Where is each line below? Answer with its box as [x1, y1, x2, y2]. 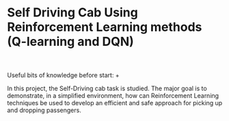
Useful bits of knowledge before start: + [7, 70, 120, 79]
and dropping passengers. [7, 106, 82, 114]
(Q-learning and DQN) [7, 34, 135, 49]
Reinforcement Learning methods [7, 19, 202, 35]
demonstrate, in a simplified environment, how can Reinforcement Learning [7, 91, 219, 100]
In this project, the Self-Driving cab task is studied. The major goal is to [7, 84, 207, 92]
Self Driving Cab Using [7, 5, 138, 21]
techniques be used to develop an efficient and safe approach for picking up [7, 98, 223, 107]
